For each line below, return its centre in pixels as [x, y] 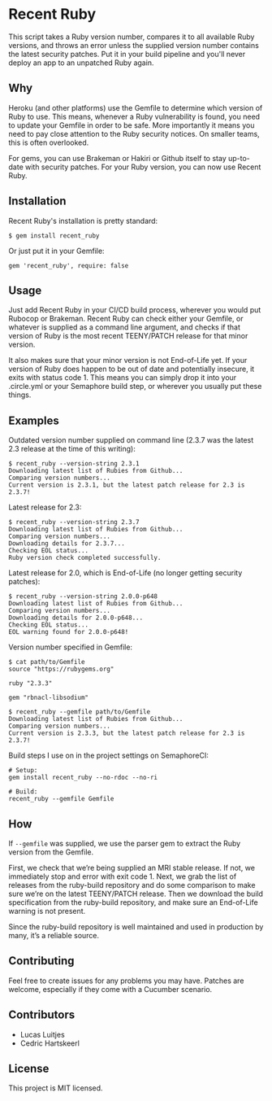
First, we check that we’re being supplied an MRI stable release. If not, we [132, 868]
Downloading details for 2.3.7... [67, 544]
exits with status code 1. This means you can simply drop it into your [123, 378]
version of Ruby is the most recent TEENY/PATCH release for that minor [128, 336]
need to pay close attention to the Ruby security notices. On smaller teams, [134, 133]
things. [20, 395]
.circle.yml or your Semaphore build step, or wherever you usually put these [135, 387]
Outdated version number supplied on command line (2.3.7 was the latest [131, 440]
